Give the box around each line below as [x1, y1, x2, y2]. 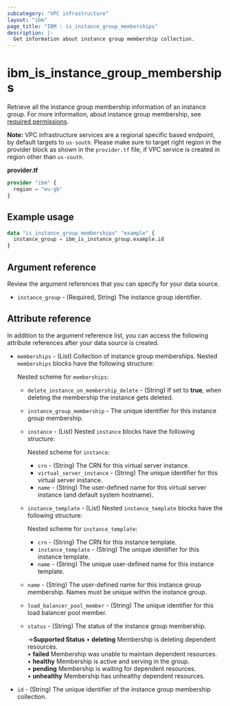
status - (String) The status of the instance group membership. [27, 621, 207, 630]
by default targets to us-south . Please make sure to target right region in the [7, 138, 222, 147]
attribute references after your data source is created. [7, 338, 159, 346]
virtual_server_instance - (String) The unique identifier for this [37, 468, 218, 477]
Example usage [7, 211, 74, 223]
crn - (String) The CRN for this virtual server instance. [37, 461, 190, 469]
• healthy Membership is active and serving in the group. [27, 657, 190, 665]
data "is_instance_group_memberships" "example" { [7, 229, 155, 236]
